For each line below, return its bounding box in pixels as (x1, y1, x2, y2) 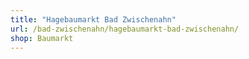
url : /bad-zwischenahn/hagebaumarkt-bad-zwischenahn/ (10, 24, 240, 34)
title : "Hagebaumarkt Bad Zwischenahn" (10, 14, 177, 25)
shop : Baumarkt (10, 33, 74, 43)
